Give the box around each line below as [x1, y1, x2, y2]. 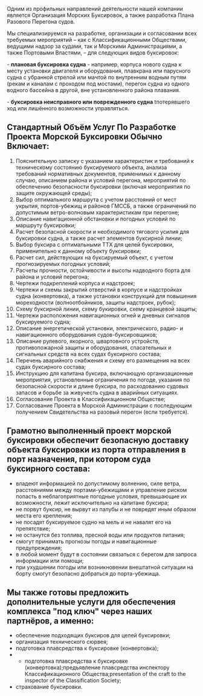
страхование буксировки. [15, 683, 83, 691]
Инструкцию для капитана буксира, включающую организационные [15, 370, 193, 377]
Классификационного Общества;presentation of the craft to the [24, 671, 186, 678]
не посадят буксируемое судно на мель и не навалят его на [15, 518, 172, 526]
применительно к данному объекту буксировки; [15, 247, 141, 254]
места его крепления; [15, 512, 72, 519]
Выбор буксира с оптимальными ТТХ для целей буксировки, [15, 240, 174, 248]
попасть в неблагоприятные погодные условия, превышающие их [15, 492, 187, 500]
